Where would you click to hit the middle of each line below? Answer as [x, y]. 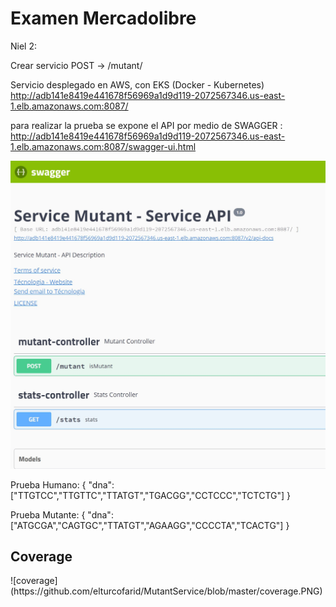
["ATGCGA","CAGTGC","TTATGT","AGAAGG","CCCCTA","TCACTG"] [147, 525]
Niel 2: [23, 46]
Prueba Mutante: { [48, 514]
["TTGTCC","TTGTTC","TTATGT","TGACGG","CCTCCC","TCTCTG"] [147, 495]
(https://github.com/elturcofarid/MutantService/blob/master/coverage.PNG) [166, 591]
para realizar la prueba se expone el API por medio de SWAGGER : [146, 125]
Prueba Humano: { [48, 484]
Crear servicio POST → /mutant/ [76, 65]
